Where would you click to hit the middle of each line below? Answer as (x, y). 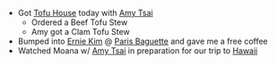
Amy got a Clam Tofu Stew (80, 32)
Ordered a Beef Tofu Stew (79, 22)
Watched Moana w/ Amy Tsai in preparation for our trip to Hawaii (138, 51)
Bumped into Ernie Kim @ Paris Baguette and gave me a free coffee (143, 41)
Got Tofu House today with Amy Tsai (86, 13)
